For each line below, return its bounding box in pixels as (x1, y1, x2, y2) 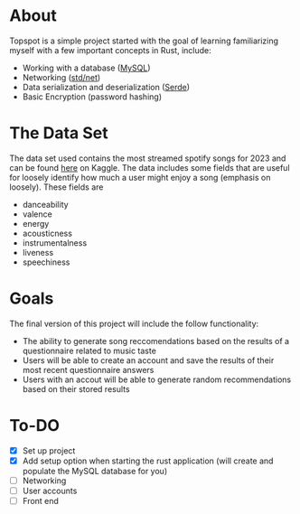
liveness (22, 247, 54, 257)
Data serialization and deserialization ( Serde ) (22, 81, 191, 92)
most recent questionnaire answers (22, 364, 155, 375)
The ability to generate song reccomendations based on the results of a (22, 335, 290, 346)
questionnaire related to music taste (22, 345, 156, 356)
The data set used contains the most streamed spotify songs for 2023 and (9, 153, 286, 164)
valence (22, 209, 52, 220)
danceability (22, 199, 70, 210)
